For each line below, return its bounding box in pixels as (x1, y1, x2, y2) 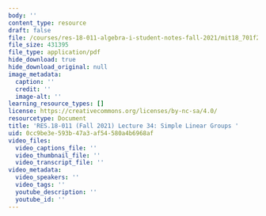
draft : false (8, 26, 51, 34)
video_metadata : (8, 166, 62, 174)
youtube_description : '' (15, 188, 97, 196)
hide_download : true (8, 56, 77, 64)
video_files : (8, 136, 51, 145)
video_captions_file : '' (15, 144, 97, 152)
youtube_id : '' (15, 195, 66, 203)
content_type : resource (8, 19, 87, 27)
